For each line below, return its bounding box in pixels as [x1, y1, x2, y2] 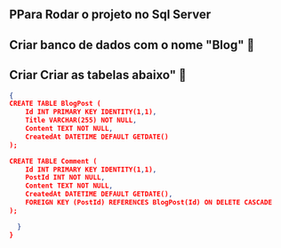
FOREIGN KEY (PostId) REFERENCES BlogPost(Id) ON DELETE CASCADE [25, 198, 273, 207]
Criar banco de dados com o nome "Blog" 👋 [9, 37, 255, 52]
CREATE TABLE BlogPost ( [9, 100, 101, 108]
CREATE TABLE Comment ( [9, 156, 98, 165]
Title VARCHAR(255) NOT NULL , [25, 116, 138, 125]
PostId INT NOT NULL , [25, 173, 105, 182]
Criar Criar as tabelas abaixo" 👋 [9, 68, 187, 83]
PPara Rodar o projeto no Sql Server [9, 7, 212, 22]
